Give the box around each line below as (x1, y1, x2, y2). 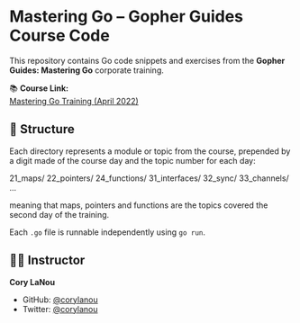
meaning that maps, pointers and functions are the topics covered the (9, 200, 268, 211)
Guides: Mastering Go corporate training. (9, 65, 165, 76)
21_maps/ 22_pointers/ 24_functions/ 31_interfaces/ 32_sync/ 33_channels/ (9, 173, 290, 184)
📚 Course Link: (9, 83, 69, 94)
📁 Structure (9, 121, 75, 137)
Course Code (9, 25, 110, 46)
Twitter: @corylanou (22, 303, 98, 314)
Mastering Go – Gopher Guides (9, 6, 244, 27)
